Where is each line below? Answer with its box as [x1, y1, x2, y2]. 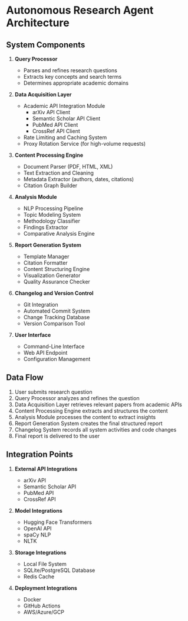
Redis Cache [23, 572, 55, 580]
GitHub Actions [23, 602, 61, 609]
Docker [23, 596, 41, 603]
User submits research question [14, 388, 93, 395]
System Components [6, 40, 85, 50]
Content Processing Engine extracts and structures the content [14, 407, 168, 414]
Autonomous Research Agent [6, 4, 154, 17]
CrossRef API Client [32, 128, 81, 134]
